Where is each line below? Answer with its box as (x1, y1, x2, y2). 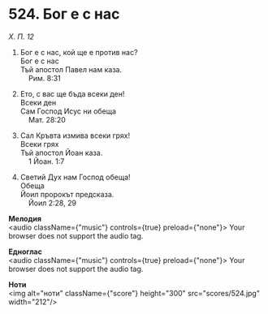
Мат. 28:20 (28, 114, 67, 124)
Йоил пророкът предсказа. (19, 189, 115, 199)
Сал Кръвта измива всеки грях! (19, 131, 131, 140)
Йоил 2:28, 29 (28, 198, 77, 208)
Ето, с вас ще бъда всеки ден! (19, 88, 125, 98)
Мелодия (8, 213, 42, 223)
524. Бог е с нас (8, 5, 120, 24)
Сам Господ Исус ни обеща (19, 106, 116, 116)
